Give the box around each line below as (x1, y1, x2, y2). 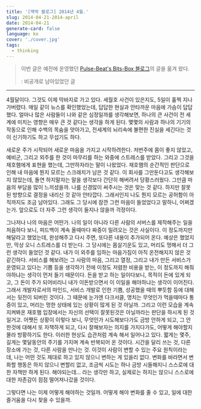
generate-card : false (6, 25, 60, 32)
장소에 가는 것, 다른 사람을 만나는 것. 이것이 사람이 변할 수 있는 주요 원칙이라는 (6, 346, 188, 353)
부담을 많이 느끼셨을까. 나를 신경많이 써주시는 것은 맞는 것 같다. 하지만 (17, 183, 180, 190)
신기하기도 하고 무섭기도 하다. (12, 133, 82, 141)
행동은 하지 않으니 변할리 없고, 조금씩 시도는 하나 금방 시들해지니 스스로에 (17, 360, 188, 368)
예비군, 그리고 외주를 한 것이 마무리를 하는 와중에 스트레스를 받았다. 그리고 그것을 (6, 153, 194, 160)
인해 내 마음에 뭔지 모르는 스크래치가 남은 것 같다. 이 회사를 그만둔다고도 (6, 168, 173, 175)
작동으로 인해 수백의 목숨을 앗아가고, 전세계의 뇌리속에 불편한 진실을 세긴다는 (6, 126, 185, 133)
